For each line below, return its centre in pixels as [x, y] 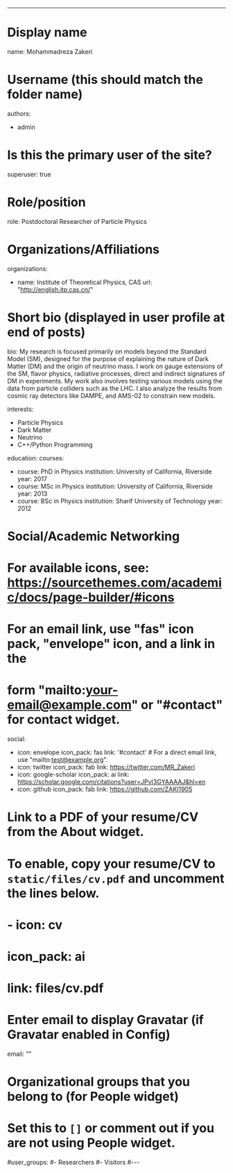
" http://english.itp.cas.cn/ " [55, 289]
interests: [20, 409]
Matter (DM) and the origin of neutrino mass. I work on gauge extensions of [115, 366]
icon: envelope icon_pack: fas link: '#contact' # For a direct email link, [117, 752]
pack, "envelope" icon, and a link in [111, 644]
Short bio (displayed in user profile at [116, 317]
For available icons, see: [78, 568]
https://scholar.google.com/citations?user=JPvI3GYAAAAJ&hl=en [111, 782]
